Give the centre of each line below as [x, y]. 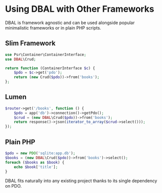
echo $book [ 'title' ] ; [36, 167]
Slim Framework [30, 43]
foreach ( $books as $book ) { [35, 162]
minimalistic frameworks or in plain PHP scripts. [53, 28]
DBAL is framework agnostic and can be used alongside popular [70, 23]
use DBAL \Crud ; [21, 59]
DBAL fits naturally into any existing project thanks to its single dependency [81, 181]
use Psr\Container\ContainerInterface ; [46, 55]
